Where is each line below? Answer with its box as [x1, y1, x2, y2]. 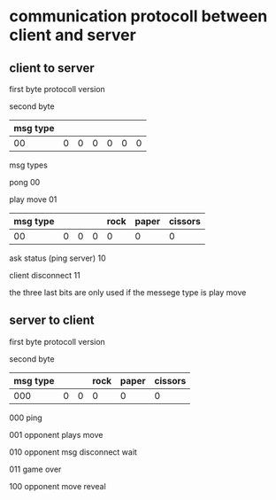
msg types [9, 160, 49, 170]
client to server [9, 60, 95, 75]
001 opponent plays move [9, 429, 103, 440]
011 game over [9, 464, 62, 474]
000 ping [9, 412, 42, 423]
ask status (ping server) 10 [9, 253, 106, 263]
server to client [9, 313, 95, 328]
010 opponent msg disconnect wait [9, 446, 137, 457]
